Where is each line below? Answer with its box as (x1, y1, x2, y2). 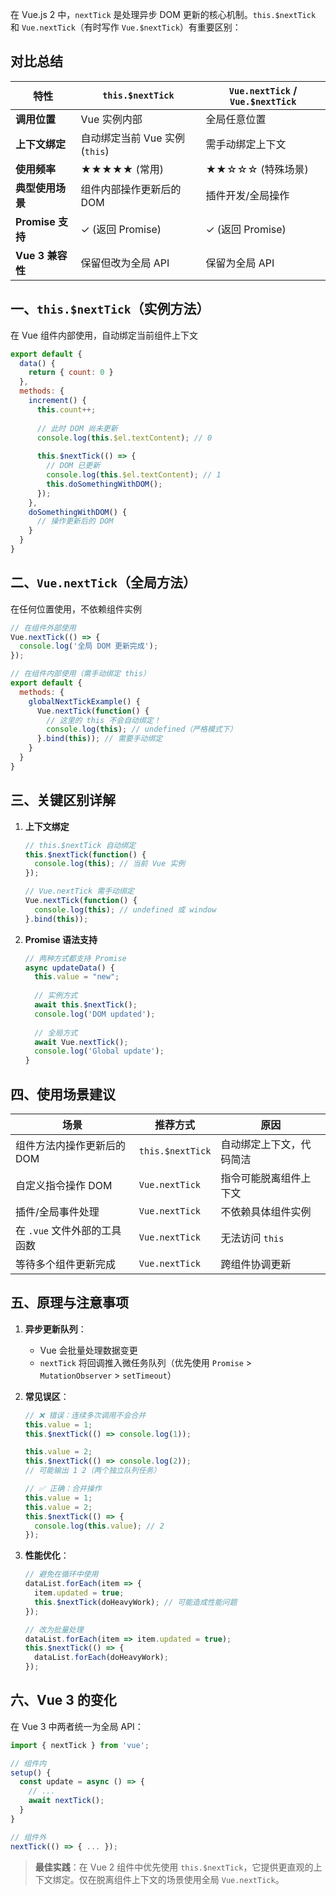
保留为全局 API (205, 256, 275, 270)
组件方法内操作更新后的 (15, 1138, 127, 1152)
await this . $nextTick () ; (34, 1000, 138, 1010)
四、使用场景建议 (10, 1086, 116, 1103)
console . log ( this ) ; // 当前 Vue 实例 (34, 859, 186, 869)
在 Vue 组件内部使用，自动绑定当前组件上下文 (10, 329, 198, 341)
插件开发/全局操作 (205, 188, 290, 202)
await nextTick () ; (28, 1796, 105, 1806)
